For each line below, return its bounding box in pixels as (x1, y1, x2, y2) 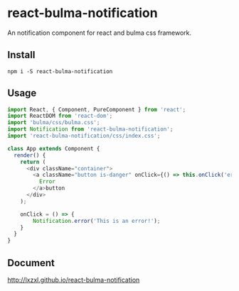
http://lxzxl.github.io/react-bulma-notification (7, 275, 140, 284)
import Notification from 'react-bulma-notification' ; (7, 126, 174, 133)
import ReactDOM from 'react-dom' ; (7, 112, 113, 120)
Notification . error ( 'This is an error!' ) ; (33, 217, 161, 224)
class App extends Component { (7, 145, 100, 152)
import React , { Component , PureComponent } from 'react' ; (7, 106, 186, 113)
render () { (14, 151, 46, 159)
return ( (20, 158, 46, 165)
